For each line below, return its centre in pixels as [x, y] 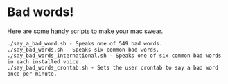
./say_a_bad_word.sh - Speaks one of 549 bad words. [85, 43]
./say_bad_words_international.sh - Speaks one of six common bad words [114, 56]
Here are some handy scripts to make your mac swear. [85, 31]
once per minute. [32, 74]
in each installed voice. [44, 62]
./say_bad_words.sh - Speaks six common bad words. [83, 50]
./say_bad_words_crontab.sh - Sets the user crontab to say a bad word [113, 67]
